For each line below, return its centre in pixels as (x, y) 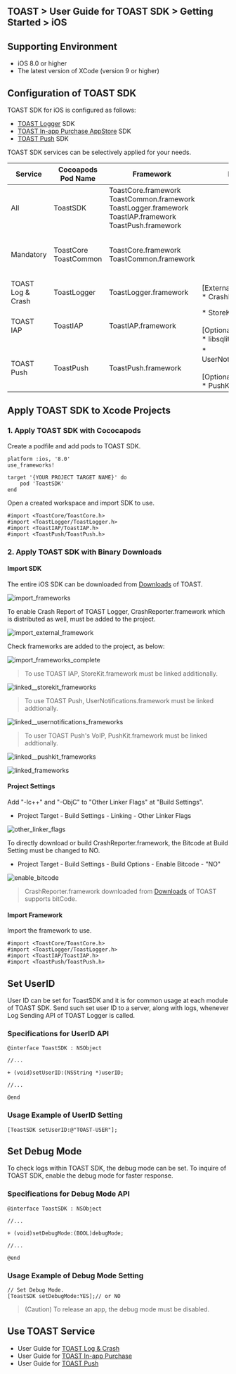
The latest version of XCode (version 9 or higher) (88, 71)
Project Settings (31, 786)
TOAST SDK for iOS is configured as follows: (72, 110)
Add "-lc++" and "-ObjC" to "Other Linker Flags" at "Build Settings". (105, 802)
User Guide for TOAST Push (58, 1363)
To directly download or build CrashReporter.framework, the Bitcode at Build (118, 843)
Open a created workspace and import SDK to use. (81, 503)
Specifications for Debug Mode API (68, 1194)
